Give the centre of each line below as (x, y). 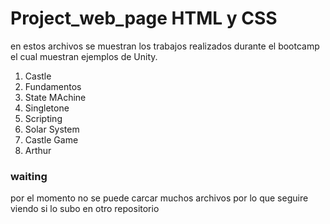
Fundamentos (53, 86)
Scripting (43, 118)
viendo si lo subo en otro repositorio (85, 209)
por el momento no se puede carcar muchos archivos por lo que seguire (159, 198)
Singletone (47, 108)
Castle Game (51, 139)
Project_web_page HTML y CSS (144, 18)
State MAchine (55, 97)
